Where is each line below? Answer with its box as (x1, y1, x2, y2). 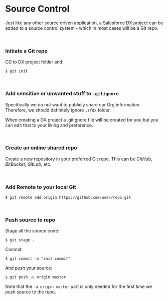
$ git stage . (5, 237, 35, 243)
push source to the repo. (5, 289, 56, 295)
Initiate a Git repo (5, 47, 48, 54)
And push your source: (5, 265, 53, 271)
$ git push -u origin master (5, 275, 66, 280)
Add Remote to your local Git (5, 184, 76, 191)
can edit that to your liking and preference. (5, 122, 93, 128)
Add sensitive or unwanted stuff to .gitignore (5, 90, 119, 97)
